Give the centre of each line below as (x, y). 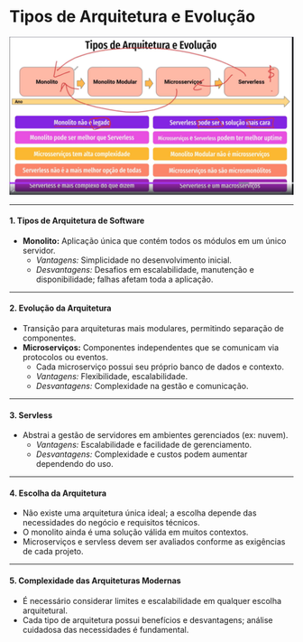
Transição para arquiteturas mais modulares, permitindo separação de (153, 328)
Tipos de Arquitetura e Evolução (132, 17)
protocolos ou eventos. (65, 357)
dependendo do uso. (75, 464)
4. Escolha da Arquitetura (58, 493)
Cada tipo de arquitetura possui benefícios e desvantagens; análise (147, 619)
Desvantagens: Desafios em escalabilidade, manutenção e (145, 269)
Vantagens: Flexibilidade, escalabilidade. (111, 376)
